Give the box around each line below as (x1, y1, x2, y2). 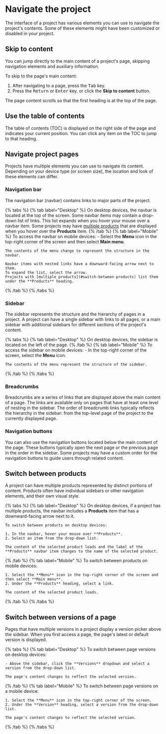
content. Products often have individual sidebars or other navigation (5, 488, 144, 494)
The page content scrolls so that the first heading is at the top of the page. (5, 97, 157, 103)
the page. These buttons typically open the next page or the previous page (5, 444, 159, 450)
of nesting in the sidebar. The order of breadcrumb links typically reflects (5, 405, 155, 411)
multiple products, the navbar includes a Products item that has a (5, 508, 139, 514)
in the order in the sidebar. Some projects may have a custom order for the (5, 449, 158, 455)
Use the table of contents (5, 112, 85, 120)
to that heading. (5, 136, 38, 142)
